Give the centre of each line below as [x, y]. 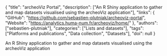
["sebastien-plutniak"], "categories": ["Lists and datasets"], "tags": [75, 28]
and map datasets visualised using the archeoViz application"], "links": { [80, 12]
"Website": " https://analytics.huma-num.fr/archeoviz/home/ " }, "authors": [82, 23]
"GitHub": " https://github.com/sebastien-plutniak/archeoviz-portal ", [75, 18]
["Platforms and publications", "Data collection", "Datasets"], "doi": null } [80, 33]
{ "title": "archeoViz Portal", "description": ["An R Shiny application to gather [84, 7]
